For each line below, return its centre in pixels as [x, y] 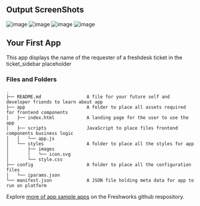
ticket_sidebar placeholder [39, 64]
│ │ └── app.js [31, 139]
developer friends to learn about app [54, 102]
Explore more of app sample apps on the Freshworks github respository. [95, 196]
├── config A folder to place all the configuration [99, 165]
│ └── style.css [34, 159]
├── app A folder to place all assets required [96, 107]
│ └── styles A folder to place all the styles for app [100, 144]
